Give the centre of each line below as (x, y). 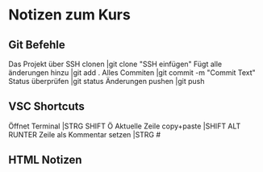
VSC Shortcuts (46, 107)
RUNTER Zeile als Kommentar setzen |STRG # (85, 134)
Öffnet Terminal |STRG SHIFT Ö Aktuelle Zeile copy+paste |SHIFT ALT (125, 126)
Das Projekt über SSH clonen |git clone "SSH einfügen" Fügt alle (115, 64)
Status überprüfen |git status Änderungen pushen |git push (106, 81)
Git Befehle (37, 45)
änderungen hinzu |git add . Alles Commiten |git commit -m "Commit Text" (132, 73)
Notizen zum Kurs (69, 15)
